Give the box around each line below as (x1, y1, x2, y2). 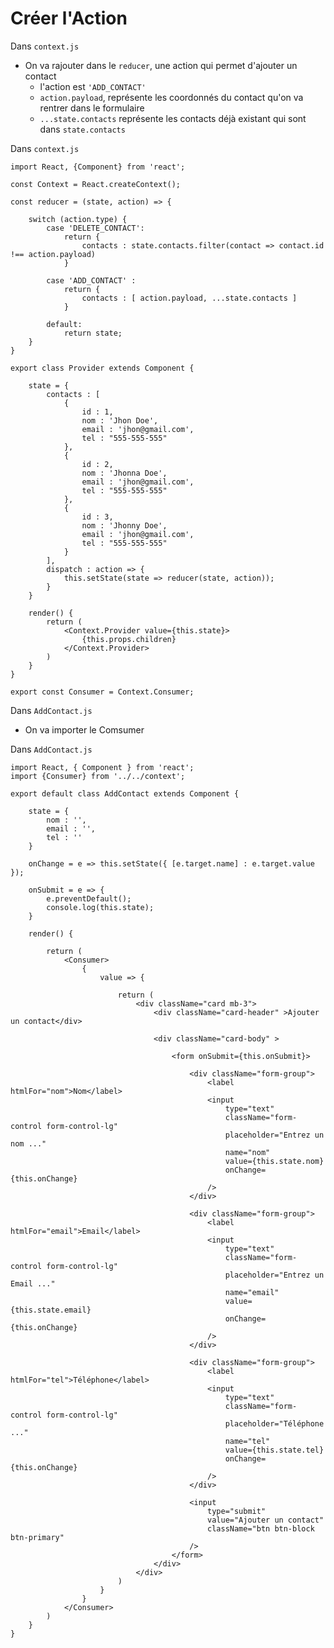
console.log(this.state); (46, 902, 155, 912)
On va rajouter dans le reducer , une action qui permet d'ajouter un (24, 59, 298, 71)
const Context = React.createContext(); (10, 179, 182, 189)
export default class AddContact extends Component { (10, 788, 240, 799)
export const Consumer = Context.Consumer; (10, 687, 195, 697)
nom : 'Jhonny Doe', (81, 520, 168, 531)
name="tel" (224, 1436, 271, 1446)
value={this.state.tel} (224, 1445, 325, 1455)
